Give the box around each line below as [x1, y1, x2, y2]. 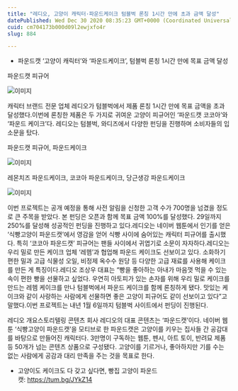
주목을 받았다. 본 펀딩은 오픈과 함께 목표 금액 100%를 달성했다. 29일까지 [22, 212, 222, 221]
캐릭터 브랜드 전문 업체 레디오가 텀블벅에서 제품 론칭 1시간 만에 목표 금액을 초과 [7, 102, 225, 110]
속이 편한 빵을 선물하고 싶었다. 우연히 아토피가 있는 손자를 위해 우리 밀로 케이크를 [7, 274, 230, 283]
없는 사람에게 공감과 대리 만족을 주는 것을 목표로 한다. [7, 351, 154, 360]
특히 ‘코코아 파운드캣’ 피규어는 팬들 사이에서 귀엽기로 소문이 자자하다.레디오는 [16, 239, 230, 248]
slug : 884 [7, 30, 37, 38]
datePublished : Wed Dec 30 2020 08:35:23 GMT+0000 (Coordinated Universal [7, 17, 233, 24]
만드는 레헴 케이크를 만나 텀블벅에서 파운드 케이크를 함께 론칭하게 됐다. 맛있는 [7, 283, 221, 292]
